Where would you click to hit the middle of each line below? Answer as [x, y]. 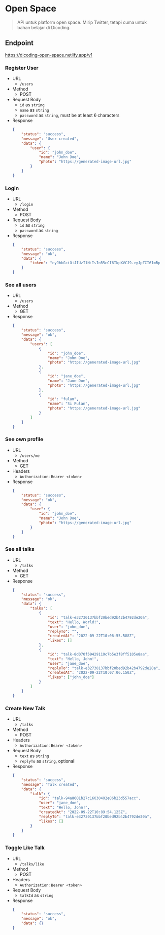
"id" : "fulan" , [63, 399]
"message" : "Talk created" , [50, 784]
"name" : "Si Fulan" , [69, 404]
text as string [34, 756]
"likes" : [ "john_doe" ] [71, 677]
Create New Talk [25, 708]
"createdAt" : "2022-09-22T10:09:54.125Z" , [83, 812]
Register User [22, 68]
